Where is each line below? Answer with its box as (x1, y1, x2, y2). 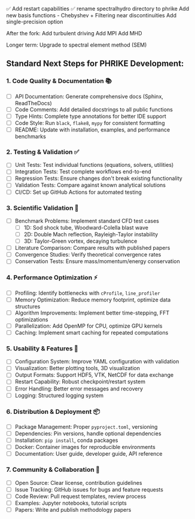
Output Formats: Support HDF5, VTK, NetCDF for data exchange (14, 371, 174, 378)
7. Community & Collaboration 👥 (6, 466, 100, 474)
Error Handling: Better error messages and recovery (14, 385, 144, 392)
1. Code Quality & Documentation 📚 (6, 77, 112, 86)
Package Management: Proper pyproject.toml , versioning (14, 423, 158, 430)
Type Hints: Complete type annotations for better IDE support (14, 112, 166, 120)
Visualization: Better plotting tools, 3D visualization (14, 365, 141, 372)
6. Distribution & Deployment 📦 (6, 407, 100, 416)
